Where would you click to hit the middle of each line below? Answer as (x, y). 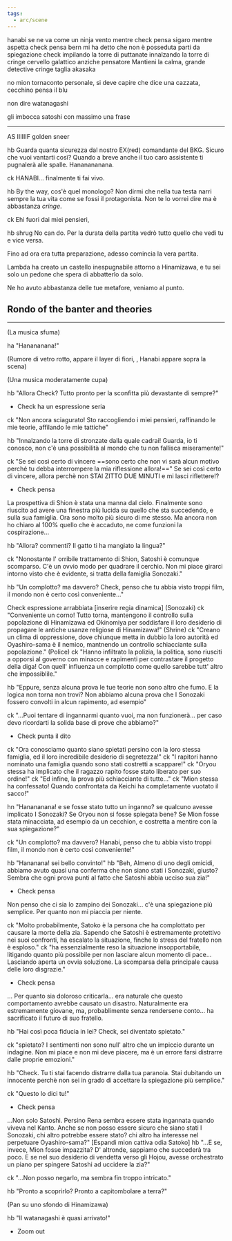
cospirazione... (28, 532)
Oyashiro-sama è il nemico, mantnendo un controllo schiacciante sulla (107, 645)
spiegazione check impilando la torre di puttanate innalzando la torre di (108, 54)
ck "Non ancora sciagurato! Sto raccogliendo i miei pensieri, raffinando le (112, 420)
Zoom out (31, 1231)
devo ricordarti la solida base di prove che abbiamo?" (83, 723)
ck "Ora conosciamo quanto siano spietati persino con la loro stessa (104, 750)
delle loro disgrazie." (36, 969)
